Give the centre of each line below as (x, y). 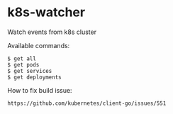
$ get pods (23, 64)
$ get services (30, 71)
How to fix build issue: (40, 90)
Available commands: (39, 45)
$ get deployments (34, 77)
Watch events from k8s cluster (52, 32)
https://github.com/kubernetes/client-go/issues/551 (87, 103)
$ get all (22, 58)
